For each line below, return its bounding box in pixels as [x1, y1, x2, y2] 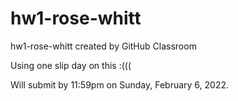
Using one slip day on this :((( [10, 59, 132, 71]
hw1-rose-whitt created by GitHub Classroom [10, 40, 197, 52]
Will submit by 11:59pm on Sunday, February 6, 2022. [10, 78, 230, 91]
